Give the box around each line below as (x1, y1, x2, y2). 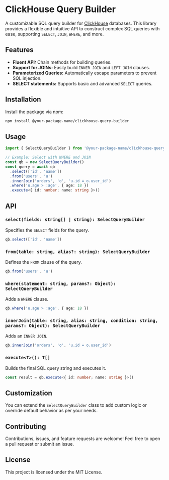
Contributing (5, 422, 46, 430)
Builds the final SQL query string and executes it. (5, 365, 107, 371)
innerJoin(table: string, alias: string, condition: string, (5, 317, 158, 323)
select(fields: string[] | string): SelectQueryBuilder (5, 217, 145, 223)
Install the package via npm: (5, 109, 64, 115)
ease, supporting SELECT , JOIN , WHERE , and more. (5, 31, 104, 37)
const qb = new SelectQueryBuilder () (5, 160, 84, 165)
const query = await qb (5, 164, 55, 169)
